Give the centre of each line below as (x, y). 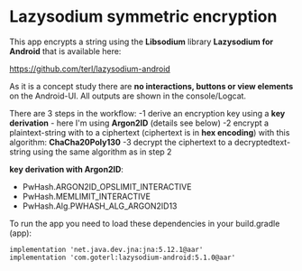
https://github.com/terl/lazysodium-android (90, 69)
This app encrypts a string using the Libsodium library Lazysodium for (141, 42)
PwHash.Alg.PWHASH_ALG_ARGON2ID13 (100, 206)
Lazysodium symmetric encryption (143, 17)
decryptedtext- (262, 142)
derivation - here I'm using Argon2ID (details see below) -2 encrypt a (139, 123)
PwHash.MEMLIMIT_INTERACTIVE (87, 196)
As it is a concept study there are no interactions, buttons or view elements (151, 86)
